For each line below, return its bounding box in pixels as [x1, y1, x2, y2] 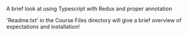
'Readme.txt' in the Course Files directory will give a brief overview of [6, 17, 182, 23]
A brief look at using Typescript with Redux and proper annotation [6, 5, 172, 12]
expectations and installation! [6, 23, 81, 30]
